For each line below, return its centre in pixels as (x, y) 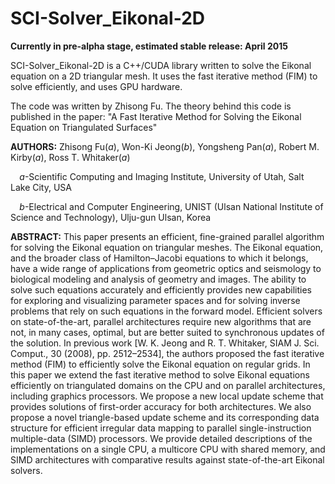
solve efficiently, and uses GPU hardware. (96, 86)
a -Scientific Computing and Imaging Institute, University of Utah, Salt (162, 176)
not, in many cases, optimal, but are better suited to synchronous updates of (167, 332)
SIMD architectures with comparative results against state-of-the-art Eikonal (167, 459)
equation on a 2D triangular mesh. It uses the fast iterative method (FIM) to (164, 76)
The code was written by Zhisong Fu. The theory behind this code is (151, 106)
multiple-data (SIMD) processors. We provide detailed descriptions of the (161, 438)
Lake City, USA (41, 187)
